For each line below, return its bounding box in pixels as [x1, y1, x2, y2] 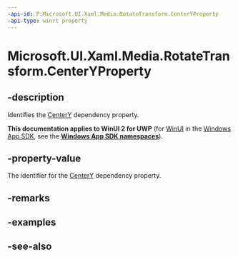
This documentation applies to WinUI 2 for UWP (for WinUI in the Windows [7, 124, 231, 133]
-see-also [7, 241, 52, 253]
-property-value [7, 152, 81, 164]
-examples [7, 216, 56, 228]
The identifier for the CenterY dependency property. [7, 171, 162, 180]
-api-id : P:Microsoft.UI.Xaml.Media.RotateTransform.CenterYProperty [7, 10, 219, 18]
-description [7, 91, 64, 104]
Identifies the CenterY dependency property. [7, 110, 139, 119]
